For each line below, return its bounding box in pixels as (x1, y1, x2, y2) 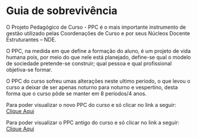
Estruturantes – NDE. (6, 36, 57, 43)
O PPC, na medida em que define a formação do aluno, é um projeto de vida (6, 47, 191, 54)
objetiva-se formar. (6, 66, 53, 73)
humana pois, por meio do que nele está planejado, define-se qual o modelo (6, 53, 191, 60)
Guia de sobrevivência (6, 4, 118, 18)
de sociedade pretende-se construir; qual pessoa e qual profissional (6, 60, 172, 67)
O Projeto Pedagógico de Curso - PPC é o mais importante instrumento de (6, 23, 186, 31)
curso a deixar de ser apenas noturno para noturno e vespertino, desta (6, 83, 178, 90)
